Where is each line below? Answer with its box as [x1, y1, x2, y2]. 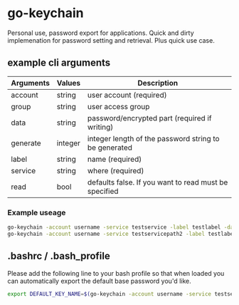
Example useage [7, 207, 66, 217]
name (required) [87, 154, 142, 164]
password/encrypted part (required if [87, 113, 212, 123]
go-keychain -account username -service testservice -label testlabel [7, 224, 221, 231]
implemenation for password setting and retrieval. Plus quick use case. [7, 36, 215, 44]
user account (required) [87, 90, 167, 100]
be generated [87, 143, 133, 152]
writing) [87, 122, 114, 132]
